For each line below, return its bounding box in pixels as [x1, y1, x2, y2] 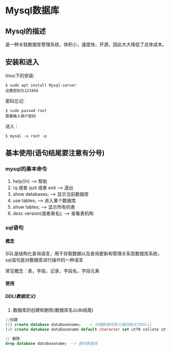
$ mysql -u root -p [5, 133, 47, 139]
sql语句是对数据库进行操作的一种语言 [5, 256, 83, 263]
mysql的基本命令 [5, 165, 48, 173]
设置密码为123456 [5, 88, 38, 93]
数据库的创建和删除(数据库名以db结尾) [12, 307, 94, 313]
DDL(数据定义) [5, 293, 36, 299]
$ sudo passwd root [5, 108, 47, 113]
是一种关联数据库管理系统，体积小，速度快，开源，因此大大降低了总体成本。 [5, 42, 167, 47]
